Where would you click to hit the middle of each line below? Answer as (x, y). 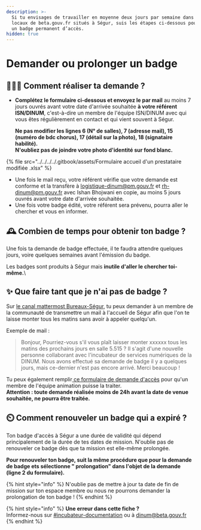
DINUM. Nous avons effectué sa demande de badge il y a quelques (104, 361)
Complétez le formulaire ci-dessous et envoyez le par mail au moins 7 (103, 100)
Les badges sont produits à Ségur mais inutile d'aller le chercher (87, 266)
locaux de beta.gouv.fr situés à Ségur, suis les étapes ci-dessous (99, 23)
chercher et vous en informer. (51, 212)
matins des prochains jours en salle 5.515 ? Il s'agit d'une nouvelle (102, 348)
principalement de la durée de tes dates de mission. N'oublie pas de (90, 442)
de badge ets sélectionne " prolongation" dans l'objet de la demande (94, 466)
